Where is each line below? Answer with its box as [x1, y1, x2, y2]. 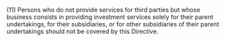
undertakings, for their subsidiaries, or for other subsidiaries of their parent [6, 20, 220, 28]
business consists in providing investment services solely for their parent [6, 13, 214, 21]
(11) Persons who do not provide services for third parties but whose [6, 6, 201, 14]
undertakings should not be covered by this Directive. [6, 27, 159, 35]
